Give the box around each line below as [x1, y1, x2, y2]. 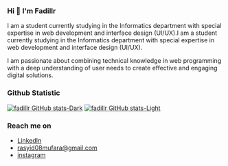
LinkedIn [16, 136, 42, 144]
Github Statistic [7, 88, 60, 98]
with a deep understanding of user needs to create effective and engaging [7, 64, 218, 72]
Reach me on [7, 121, 52, 130]
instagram [16, 150, 46, 159]
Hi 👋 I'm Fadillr [7, 6, 56, 16]
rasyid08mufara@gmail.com [16, 143, 98, 152]
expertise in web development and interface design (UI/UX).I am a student [7, 29, 218, 37]
